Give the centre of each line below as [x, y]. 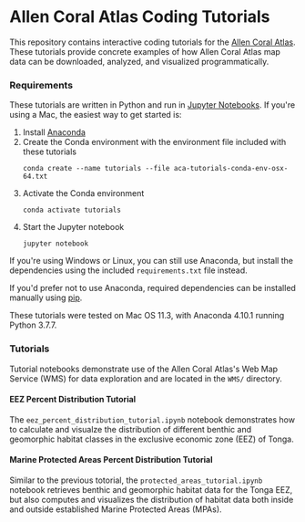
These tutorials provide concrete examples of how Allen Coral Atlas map [145, 51]
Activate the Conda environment [83, 193]
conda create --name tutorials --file [96, 169]
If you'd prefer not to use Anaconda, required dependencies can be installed [152, 288]
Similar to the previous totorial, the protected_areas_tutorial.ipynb [136, 480]
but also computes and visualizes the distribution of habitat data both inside [152, 499]
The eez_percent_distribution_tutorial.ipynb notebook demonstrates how [152, 419]
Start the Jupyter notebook [73, 227]
